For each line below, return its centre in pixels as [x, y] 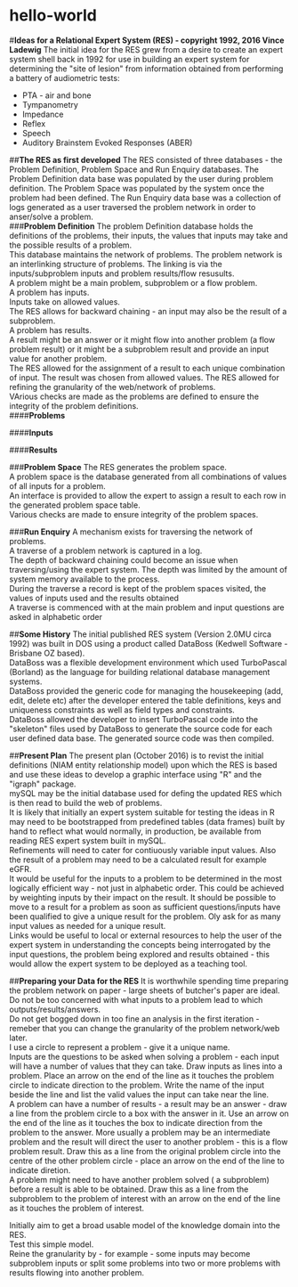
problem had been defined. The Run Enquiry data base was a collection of [145, 198]
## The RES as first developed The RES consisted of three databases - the [146, 159]
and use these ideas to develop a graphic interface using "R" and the [136, 774]
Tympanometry [50, 104]
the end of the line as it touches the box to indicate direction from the [136, 1122]
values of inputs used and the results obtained [94, 598]
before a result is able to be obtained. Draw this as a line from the [129, 1189]
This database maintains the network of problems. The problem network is [146, 254]
